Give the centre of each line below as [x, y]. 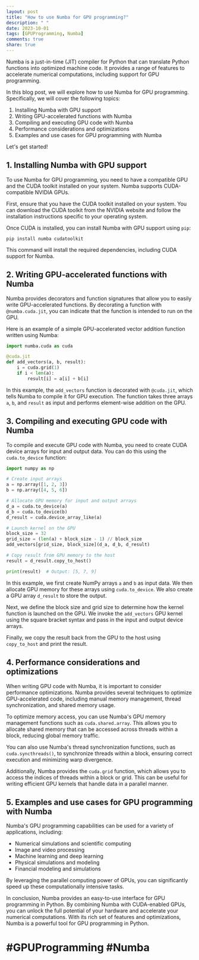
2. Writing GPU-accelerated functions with [87, 275]
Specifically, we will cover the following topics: [63, 98]
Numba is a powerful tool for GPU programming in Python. [78, 923]
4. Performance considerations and [73, 663]
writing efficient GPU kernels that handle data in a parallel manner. [87, 784]
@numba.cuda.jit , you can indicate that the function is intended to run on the [99, 311]
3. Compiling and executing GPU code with [87, 421]
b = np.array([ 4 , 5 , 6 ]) [37, 490]
